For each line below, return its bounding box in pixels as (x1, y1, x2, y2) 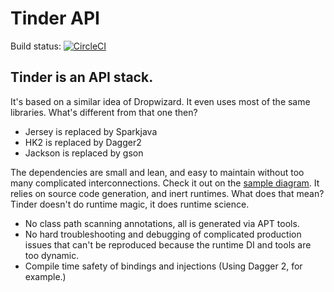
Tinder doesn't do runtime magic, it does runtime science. (10, 198, 250, 210)
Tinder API (10, 7, 100, 30)
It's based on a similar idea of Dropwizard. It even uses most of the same (10, 95, 311, 107)
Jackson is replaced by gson (24, 147, 144, 159)
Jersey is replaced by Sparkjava (24, 125, 158, 137)
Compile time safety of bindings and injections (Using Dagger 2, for (24, 260, 303, 272)
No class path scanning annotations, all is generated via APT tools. (24, 217, 300, 229)
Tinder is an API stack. (10, 69, 154, 86)
